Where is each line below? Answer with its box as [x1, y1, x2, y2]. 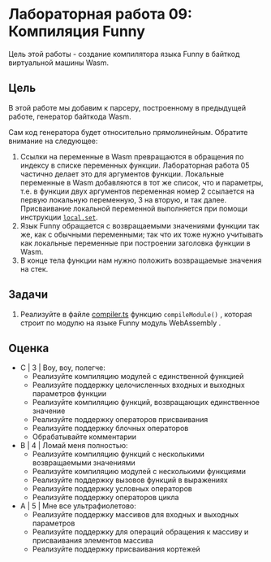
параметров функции [32, 389, 107, 399]
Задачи [8, 288, 49, 302]
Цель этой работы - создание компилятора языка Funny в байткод [8, 49, 240, 59]
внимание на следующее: [8, 136, 98, 146]
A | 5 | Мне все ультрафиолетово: [19, 501, 136, 511]
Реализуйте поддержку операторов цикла [32, 493, 179, 503]
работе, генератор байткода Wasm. [8, 111, 131, 121]
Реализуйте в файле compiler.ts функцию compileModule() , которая [19, 309, 253, 319]
